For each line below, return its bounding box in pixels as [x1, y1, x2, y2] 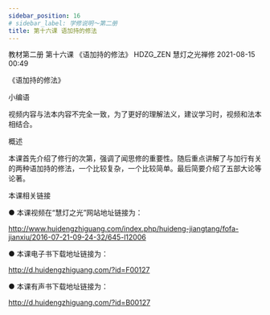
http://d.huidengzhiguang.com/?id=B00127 [8, 298, 151, 308]
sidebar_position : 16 [8, 11, 81, 20]
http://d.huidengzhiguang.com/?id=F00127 [8, 265, 150, 275]
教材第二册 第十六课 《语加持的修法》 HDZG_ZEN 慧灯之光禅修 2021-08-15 [8, 50, 256, 59]
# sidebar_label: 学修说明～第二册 [8, 19, 118, 27]
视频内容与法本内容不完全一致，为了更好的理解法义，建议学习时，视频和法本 [8, 109, 262, 119]
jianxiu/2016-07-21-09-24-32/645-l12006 [8, 232, 146, 242]
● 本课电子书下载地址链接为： [8, 249, 108, 259]
